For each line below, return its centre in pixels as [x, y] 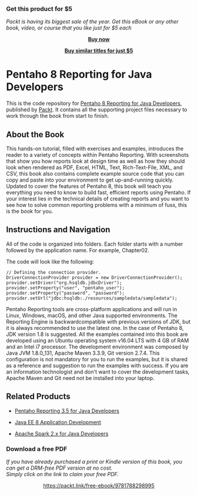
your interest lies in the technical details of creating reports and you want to [98, 199]
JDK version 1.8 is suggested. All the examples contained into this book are [97, 334]
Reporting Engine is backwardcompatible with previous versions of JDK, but [98, 321]
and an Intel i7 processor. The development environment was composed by [97, 346]
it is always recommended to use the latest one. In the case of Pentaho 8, [95, 328]
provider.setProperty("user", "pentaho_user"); [66, 288]
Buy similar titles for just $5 [99, 51]
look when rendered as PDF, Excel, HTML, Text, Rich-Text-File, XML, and [94, 167]
